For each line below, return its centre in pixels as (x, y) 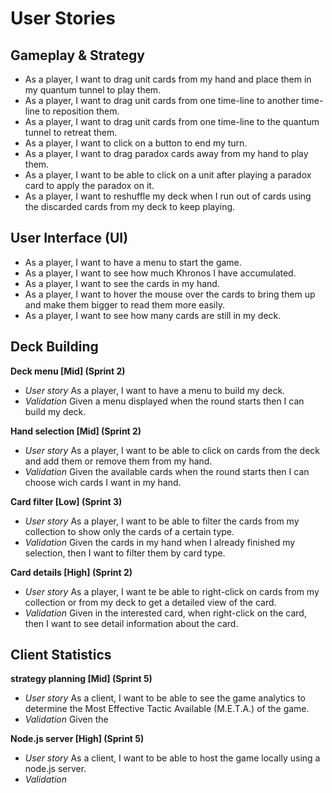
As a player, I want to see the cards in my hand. (122, 283)
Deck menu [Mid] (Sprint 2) (68, 371)
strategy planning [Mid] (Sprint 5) (81, 679)
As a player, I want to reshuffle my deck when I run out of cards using (168, 196)
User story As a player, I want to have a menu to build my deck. (155, 390)
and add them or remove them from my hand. (118, 461)
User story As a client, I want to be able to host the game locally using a (172, 758)
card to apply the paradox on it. (89, 185)
